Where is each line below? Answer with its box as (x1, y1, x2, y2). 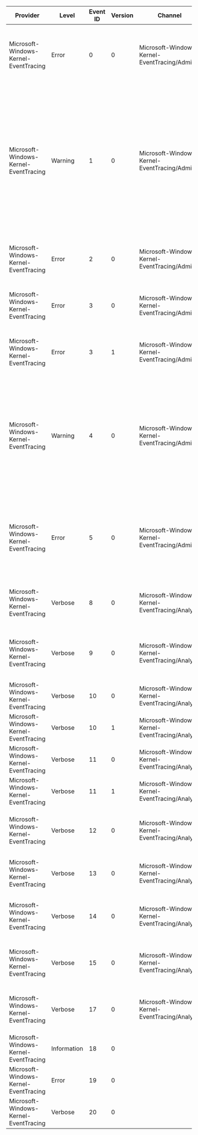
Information (51, 1045, 84, 1052)
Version (111, 11, 134, 20)
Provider (15, 11, 40, 20)
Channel (157, 11, 181, 20)
